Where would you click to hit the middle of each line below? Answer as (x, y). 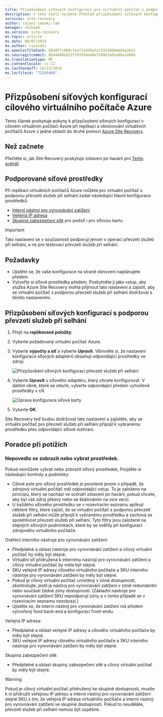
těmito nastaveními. (32, 298)
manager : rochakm (23, 28)
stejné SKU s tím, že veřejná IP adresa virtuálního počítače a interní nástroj (79, 699)
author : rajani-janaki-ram (32, 23)
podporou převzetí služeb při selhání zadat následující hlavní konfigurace (78, 196)
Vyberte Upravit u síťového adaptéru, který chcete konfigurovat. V (78, 380)
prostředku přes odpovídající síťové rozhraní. (50, 430)
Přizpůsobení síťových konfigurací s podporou (77, 313)
